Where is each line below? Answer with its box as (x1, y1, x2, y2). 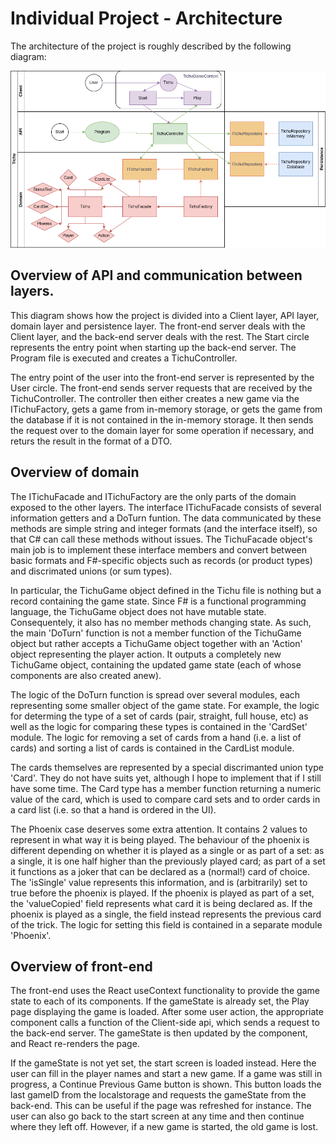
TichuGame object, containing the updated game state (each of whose (10, 658, 302, 671)
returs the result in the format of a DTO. (10, 435, 173, 447)
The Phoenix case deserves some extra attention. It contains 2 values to (10, 823, 308, 835)
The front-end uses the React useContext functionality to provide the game (10, 985, 320, 997)
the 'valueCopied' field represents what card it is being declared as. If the (10, 897, 313, 909)
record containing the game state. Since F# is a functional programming (10, 595, 307, 607)
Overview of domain (10, 464, 140, 481)
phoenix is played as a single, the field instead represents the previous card (10, 908, 322, 920)
